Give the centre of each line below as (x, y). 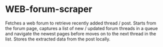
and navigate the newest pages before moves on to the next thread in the (81, 33)
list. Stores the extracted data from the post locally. (58, 39)
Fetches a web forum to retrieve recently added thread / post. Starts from (81, 23)
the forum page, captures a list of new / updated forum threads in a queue (81, 28)
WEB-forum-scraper (49, 9)
